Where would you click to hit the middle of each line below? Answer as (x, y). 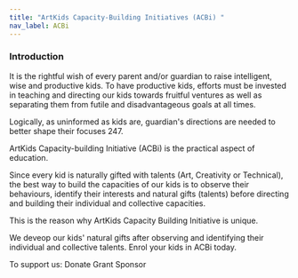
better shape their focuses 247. (66, 131)
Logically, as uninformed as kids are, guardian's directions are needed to (142, 122)
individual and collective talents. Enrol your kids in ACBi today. (123, 247)
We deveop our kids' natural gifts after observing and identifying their (137, 237)
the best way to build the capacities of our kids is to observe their (129, 184)
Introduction (36, 57)
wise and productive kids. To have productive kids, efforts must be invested (148, 85)
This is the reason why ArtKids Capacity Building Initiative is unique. (134, 220)
